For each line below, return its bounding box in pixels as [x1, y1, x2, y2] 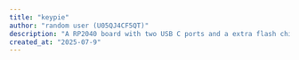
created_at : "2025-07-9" [9, 37, 101, 47]
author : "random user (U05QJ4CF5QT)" [9, 21, 149, 30]
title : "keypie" [9, 12, 69, 22]
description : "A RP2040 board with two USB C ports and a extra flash [9, 29, 277, 38]
